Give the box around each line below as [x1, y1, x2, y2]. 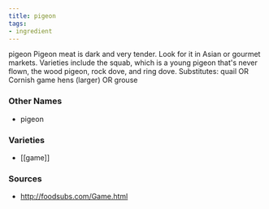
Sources [8, 172, 42, 184]
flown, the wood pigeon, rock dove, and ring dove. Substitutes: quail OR [8, 67, 249, 76]
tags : [8, 20, 27, 28]
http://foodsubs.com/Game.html [20, 192, 128, 202]
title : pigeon [8, 11, 57, 20]
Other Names [8, 95, 63, 107]
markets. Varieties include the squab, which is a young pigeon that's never [8, 58, 258, 67]
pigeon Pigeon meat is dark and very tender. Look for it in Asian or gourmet [8, 50, 261, 59]
